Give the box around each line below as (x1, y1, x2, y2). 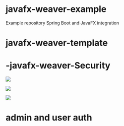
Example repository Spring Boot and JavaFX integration (5, 20, 120, 26)
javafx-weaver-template (5, 37, 108, 49)
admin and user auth (5, 112, 92, 124)
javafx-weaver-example (5, 3, 107, 15)
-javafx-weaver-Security (5, 60, 111, 71)
